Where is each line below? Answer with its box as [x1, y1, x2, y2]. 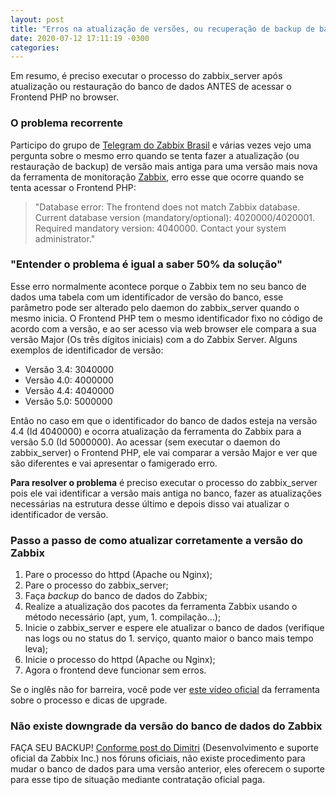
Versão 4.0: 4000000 [24, 374, 114, 386]
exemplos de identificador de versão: [10, 344, 164, 356]
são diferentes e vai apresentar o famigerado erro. [10, 457, 218, 469]
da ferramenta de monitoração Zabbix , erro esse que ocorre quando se [10, 171, 305, 183]
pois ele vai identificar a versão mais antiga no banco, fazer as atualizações [10, 487, 322, 499]
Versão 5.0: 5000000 [24, 395, 113, 407]
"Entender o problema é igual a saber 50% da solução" [10, 257, 283, 271]
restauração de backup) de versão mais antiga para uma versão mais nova [10, 160, 318, 172]
